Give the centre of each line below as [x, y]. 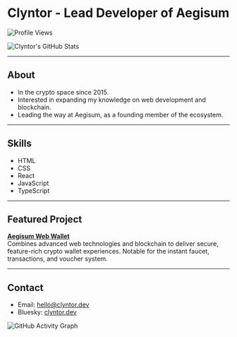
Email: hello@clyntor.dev [53, 305]
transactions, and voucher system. [57, 259]
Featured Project [45, 219]
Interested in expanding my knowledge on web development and [112, 100]
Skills [19, 144]
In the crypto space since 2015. [63, 92]
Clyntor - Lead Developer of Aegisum [119, 13]
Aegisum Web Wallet [38, 236]
